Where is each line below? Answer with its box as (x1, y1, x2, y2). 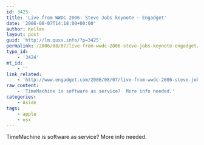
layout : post (6, 32, 39, 38)
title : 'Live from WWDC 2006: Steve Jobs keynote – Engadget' (6, 15, 167, 21)
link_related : (6, 71, 42, 77)
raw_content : (6, 83, 39, 89)
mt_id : (6, 60, 23, 66)
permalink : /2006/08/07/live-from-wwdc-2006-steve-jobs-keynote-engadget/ (6, 43, 200, 49)
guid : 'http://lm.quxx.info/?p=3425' (6, 37, 102, 43)
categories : (6, 94, 36, 100)
